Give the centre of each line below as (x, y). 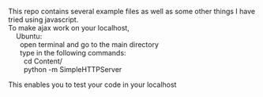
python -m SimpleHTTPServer (73, 69)
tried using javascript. (43, 20)
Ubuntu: (29, 36)
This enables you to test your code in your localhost (92, 84)
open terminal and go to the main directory (89, 45)
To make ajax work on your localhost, (69, 28)
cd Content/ (43, 61)
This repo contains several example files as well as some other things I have (131, 11)
